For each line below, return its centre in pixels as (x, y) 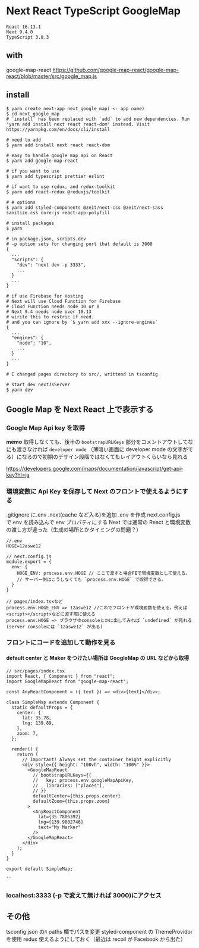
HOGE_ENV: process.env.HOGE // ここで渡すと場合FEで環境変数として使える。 (103, 573)
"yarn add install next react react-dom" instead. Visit (78, 124)
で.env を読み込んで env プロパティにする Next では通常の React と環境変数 (99, 522)
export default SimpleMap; (40, 869)
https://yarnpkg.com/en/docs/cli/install (58, 129)
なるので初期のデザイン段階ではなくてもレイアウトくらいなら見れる (105, 457)
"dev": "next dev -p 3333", (51, 265)
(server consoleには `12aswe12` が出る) (54, 627)
